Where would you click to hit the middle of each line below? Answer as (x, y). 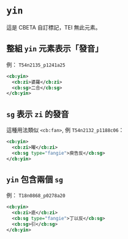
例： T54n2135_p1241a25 (36, 65)
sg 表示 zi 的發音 (38, 114)
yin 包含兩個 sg (35, 179)
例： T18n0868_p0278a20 (36, 195)
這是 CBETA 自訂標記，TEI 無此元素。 (54, 27)
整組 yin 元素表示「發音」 (55, 49)
